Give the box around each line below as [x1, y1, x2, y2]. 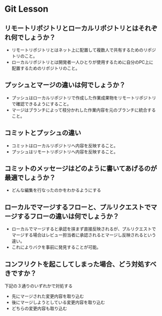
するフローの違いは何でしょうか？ [17, 212, 119, 220]
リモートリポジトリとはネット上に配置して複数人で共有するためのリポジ [11, 47, 156, 53]
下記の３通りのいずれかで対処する [4, 283, 73, 289]
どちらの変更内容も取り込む [11, 306, 67, 312]
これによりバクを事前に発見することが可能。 [11, 244, 101, 250]
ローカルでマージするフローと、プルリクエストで [4, 203, 151, 211]
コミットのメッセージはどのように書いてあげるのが [4, 164, 157, 173]
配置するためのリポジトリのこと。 [11, 65, 80, 71]
